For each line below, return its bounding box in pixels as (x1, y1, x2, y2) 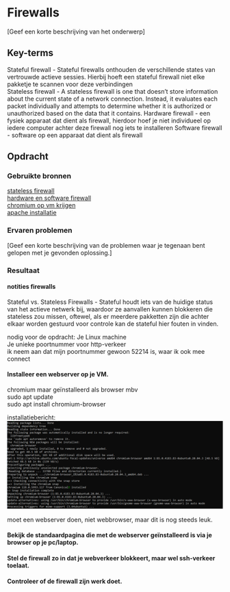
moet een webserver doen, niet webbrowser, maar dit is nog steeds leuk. (7, 515, 213, 524)
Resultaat (7, 266, 40, 275)
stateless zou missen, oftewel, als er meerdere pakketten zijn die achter (7, 312, 209, 320)
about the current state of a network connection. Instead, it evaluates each (7, 94, 218, 103)
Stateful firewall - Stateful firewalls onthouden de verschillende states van (7, 65, 216, 73)
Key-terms (7, 47, 53, 59)
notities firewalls (7, 283, 56, 291)
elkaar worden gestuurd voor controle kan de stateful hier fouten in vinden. (7, 320, 219, 328)
